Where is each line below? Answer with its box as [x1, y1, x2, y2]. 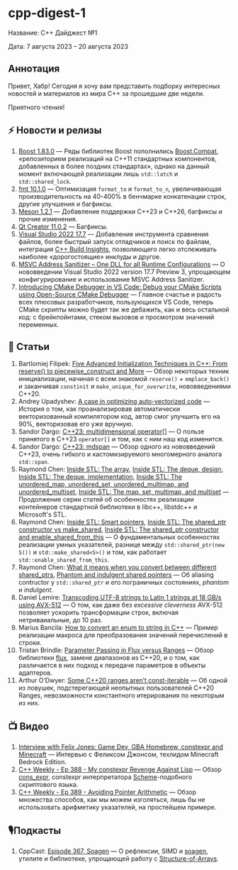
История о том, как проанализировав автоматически [18, 404, 180, 413]
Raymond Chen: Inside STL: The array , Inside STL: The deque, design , [18, 465, 224, 473]
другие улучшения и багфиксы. [18, 199, 113, 208]
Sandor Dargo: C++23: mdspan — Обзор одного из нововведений [18, 442, 215, 451]
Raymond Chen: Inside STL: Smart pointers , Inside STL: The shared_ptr [18, 518, 227, 527]
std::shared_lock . [18, 177, 72, 185]
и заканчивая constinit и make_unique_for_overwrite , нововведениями [18, 382, 231, 391]
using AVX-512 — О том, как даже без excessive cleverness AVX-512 [18, 601, 223, 610]
